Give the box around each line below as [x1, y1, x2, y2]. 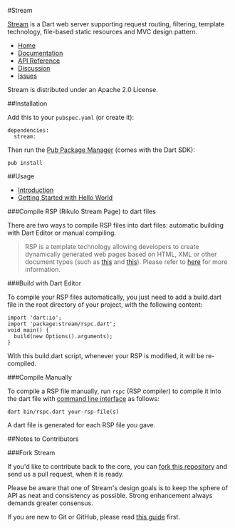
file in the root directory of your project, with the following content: [7, 300, 203, 309]
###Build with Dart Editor [7, 279, 82, 288]
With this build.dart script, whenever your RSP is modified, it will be [7, 352, 204, 360]
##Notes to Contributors [7, 435, 80, 443]
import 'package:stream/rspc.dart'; [7, 320, 116, 328]
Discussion [17, 64, 51, 72]
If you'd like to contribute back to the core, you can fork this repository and [7, 462, 228, 470]
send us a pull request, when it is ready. [7, 470, 125, 478]
